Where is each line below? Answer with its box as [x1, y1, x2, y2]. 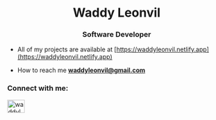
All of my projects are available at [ [17, 45, 117, 53]
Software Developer [82, 30, 151, 40]
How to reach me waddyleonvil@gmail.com [17, 66, 146, 74]
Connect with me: [7, 83, 69, 93]
